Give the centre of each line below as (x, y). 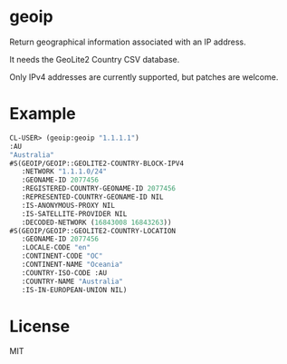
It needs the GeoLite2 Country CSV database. (95, 59)
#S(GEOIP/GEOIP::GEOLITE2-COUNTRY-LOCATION (93, 231)
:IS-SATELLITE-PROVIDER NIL (74, 214)
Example (43, 114)
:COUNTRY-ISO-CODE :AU (64, 273)
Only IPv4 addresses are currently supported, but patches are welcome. (144, 77)
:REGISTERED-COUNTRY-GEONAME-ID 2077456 (99, 189)
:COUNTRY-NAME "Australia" (72, 281)
